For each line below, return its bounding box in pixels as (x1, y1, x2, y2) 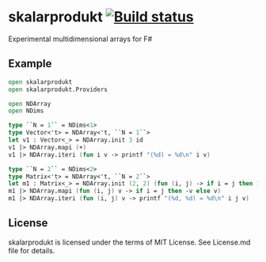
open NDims (8, 107, 44, 115)
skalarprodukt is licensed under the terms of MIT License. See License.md (8, 237, 251, 247)
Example (8, 57, 52, 70)
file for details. (8, 245, 55, 255)
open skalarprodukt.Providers (8, 85, 108, 93)
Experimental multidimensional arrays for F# (8, 34, 153, 44)
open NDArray (8, 100, 51, 108)
